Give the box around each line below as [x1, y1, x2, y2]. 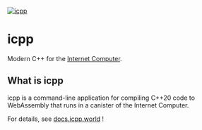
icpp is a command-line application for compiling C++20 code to [7, 93, 196, 102]
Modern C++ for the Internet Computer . [7, 54, 122, 63]
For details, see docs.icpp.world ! [7, 115, 105, 123]
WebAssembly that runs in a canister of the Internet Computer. [7, 100, 189, 109]
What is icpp [7, 74, 64, 87]
